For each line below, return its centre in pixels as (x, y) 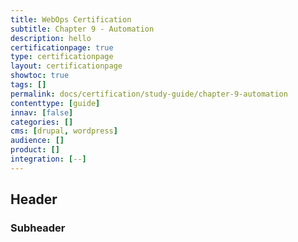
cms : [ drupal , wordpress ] (64, 131)
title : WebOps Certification (71, 19)
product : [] (35, 150)
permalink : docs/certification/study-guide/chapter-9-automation (149, 94)
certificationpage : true (62, 47)
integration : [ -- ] (48, 159)
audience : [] (37, 141)
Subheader (38, 228)
